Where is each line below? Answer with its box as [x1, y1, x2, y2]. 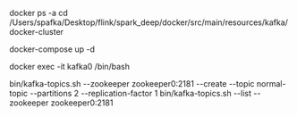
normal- [256, 79, 286, 88]
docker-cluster [9, 27, 64, 37]
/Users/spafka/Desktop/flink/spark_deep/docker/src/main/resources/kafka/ [9, 17, 289, 28]
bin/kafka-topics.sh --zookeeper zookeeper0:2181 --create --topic [9, 79, 255, 88]
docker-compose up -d [9, 44, 96, 54]
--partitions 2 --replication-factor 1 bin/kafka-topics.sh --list [30, 88, 252, 98]
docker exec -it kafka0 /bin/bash [9, 62, 130, 71]
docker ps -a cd [9, 8, 69, 18]
